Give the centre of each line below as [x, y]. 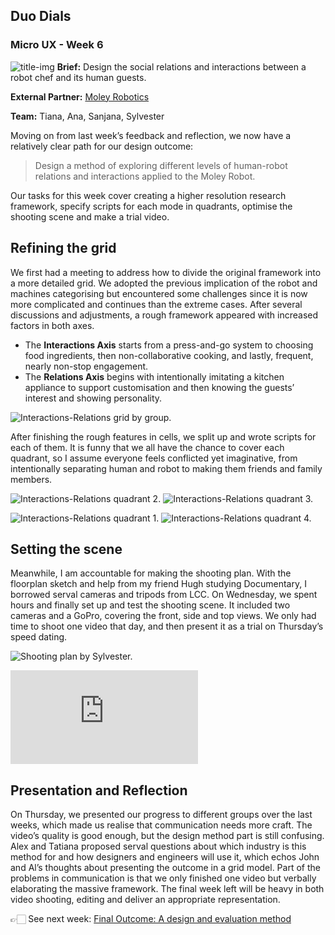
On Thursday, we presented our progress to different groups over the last [161, 815]
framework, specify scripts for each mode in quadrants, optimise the [151, 206]
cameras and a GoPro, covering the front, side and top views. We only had [163, 616]
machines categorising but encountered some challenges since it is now [159, 293]
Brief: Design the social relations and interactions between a [181, 66]
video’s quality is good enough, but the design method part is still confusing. [167, 836]
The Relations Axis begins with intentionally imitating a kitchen [154, 376]
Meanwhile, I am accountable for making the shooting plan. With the [151, 573]
